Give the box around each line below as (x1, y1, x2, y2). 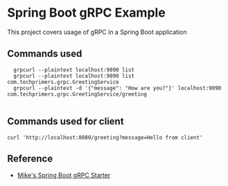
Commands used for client (7, 116, 124, 128)
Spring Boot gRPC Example (7, 5, 166, 21)
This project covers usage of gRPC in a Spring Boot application (7, 28, 187, 36)
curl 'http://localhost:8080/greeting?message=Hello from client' (7, 134, 203, 141)
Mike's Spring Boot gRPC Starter (17, 171, 111, 180)
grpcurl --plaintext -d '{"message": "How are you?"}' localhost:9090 (13, 85, 222, 92)
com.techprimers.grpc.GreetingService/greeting (7, 90, 148, 98)
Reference (7, 153, 53, 164)
